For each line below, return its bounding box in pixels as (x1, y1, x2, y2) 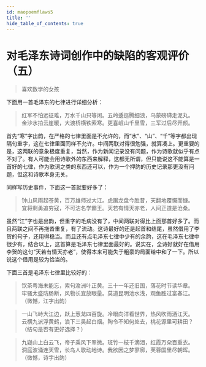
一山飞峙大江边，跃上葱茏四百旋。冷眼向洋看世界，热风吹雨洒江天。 (21, 311, 194, 318)
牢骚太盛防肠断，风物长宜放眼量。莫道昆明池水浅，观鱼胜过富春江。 (21, 290, 194, 297)
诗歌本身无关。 (32, 171, 71, 178)
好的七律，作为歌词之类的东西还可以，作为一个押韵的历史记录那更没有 (11, 163, 189, 171)
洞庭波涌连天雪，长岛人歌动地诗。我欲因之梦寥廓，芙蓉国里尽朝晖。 (21, 346, 194, 353)
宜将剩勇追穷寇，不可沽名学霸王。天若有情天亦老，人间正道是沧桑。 (21, 204, 194, 212)
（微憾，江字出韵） (21, 297, 71, 304)
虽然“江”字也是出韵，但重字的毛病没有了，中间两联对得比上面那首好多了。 (6, 217, 194, 225)
